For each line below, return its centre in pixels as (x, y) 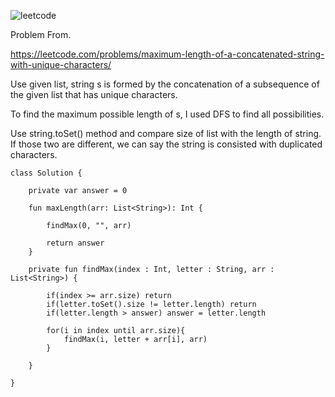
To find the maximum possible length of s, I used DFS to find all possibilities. (167, 114)
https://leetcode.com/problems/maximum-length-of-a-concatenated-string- (167, 54)
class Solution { (46, 173)
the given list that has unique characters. (94, 94)
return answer (75, 243)
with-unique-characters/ (61, 64)
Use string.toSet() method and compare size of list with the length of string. (166, 133)
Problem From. (41, 34)
